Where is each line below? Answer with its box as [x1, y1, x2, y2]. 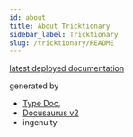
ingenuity [22, 117, 58, 128]
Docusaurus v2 [22, 107, 79, 118]
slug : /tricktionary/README [9, 38, 115, 48]
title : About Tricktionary [9, 22, 111, 31]
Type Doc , [22, 98, 61, 109]
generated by [9, 80, 59, 91]
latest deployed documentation [9, 63, 124, 74]
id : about [9, 13, 47, 23]
